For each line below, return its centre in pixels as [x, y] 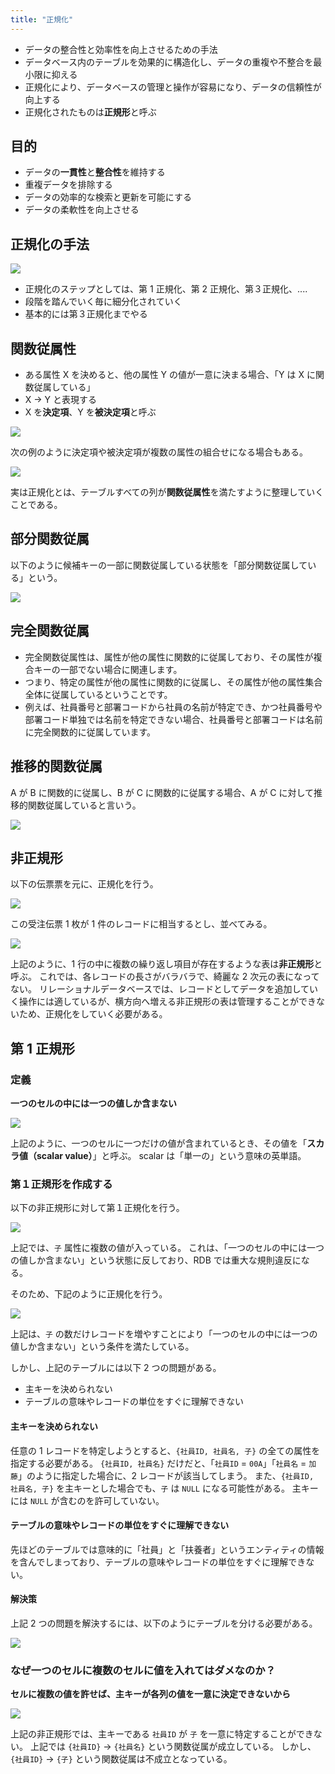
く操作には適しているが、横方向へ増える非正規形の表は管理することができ [163, 1002]
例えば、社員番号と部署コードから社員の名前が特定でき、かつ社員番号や [173, 707]
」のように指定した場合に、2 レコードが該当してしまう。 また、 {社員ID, [166, 1475]
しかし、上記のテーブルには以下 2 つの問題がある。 [116, 1368]
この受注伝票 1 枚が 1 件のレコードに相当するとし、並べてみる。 [141, 924]
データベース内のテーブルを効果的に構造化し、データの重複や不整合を [169, 62]
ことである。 [36, 505]
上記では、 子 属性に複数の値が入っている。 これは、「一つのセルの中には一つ [167, 1248]
